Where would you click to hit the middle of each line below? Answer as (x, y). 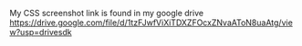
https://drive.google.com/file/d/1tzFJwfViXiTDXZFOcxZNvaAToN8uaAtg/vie (151, 23)
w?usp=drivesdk (41, 32)
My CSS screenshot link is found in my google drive (106, 13)
